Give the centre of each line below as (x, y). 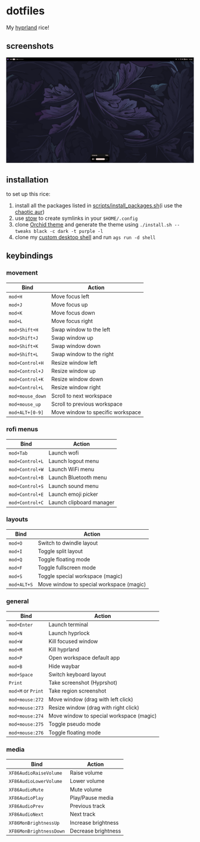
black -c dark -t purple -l (68, 232)
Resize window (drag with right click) (94, 707)
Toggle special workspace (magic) (80, 576)
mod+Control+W (26, 470)
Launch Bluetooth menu (78, 477)
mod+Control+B (26, 478)
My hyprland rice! (28, 27)
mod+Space (21, 675)
